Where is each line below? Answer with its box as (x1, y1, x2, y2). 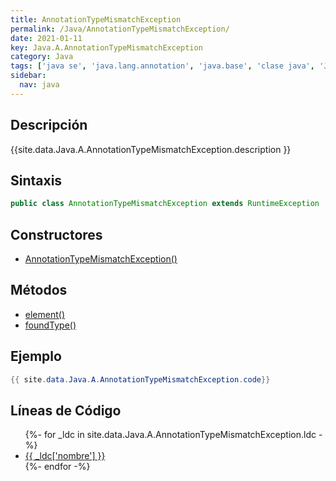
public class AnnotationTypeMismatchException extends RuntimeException (10, 199, 320, 209)
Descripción (10, 117, 88, 134)
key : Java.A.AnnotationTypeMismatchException (10, 42, 203, 53)
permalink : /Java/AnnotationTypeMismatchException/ (10, 24, 230, 34)
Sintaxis (10, 172, 63, 189)
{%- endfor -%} (24, 461, 91, 473)
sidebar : (10, 71, 47, 81)
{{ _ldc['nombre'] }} (24, 450, 106, 462)
